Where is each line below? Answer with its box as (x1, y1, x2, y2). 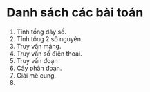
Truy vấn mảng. (16, 42, 62, 50)
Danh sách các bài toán (6, 5, 144, 21)
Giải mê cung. (16, 71, 57, 80)
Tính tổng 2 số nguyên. (16, 34, 83, 43)
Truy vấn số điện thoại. (16, 49, 82, 58)
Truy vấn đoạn (16, 56, 58, 65)
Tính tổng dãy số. (16, 27, 67, 36)
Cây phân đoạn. (16, 64, 62, 72)
